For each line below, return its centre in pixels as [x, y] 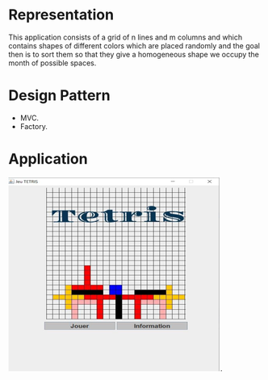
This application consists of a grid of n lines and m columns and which [126, 37]
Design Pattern [59, 96]
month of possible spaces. [52, 63]
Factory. [34, 126]
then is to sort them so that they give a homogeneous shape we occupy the [134, 54]
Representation [61, 15]
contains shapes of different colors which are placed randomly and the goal [134, 45]
